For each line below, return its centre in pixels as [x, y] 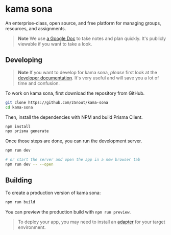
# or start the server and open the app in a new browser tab [73, 160]
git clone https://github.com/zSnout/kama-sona [57, 102]
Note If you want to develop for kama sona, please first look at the [87, 72]
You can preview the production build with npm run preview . [68, 212]
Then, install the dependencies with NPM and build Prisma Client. [74, 117]
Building [19, 180]
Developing [24, 60]
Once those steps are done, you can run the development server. [74, 141]
